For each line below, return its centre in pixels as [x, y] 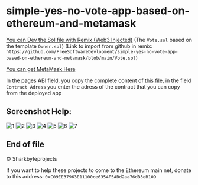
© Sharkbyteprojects [32, 158]
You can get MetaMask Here [41, 69]
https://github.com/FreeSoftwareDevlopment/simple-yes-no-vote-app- [92, 51]
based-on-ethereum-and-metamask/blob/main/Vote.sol [71, 58]
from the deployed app [34, 93]
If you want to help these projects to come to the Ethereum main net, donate [99, 170]
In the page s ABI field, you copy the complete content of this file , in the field [99, 80]
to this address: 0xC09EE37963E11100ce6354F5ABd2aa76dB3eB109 [81, 176]
